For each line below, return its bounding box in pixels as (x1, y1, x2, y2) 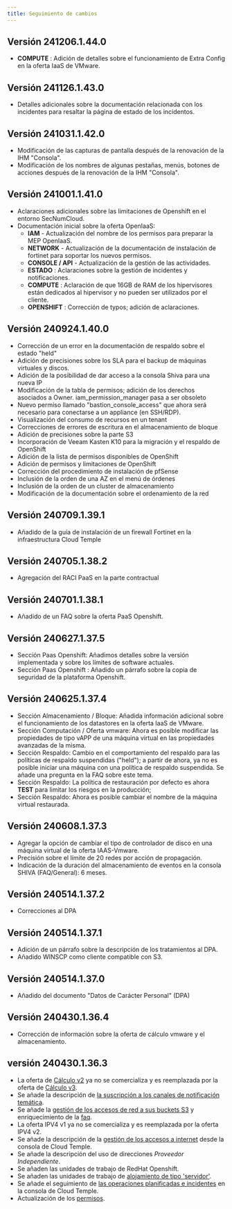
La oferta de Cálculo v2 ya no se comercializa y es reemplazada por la (17, 1076, 218, 1084)
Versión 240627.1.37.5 (7, 632, 105, 644)
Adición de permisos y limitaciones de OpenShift (17, 459, 157, 468)
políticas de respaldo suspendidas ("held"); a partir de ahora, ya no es (17, 755, 218, 764)
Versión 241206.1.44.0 (7, 36, 107, 48)
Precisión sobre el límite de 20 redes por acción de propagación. (17, 853, 202, 862)
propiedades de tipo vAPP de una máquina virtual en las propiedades (17, 734, 215, 742)
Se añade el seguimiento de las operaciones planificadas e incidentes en (17, 1179, 226, 1187)
